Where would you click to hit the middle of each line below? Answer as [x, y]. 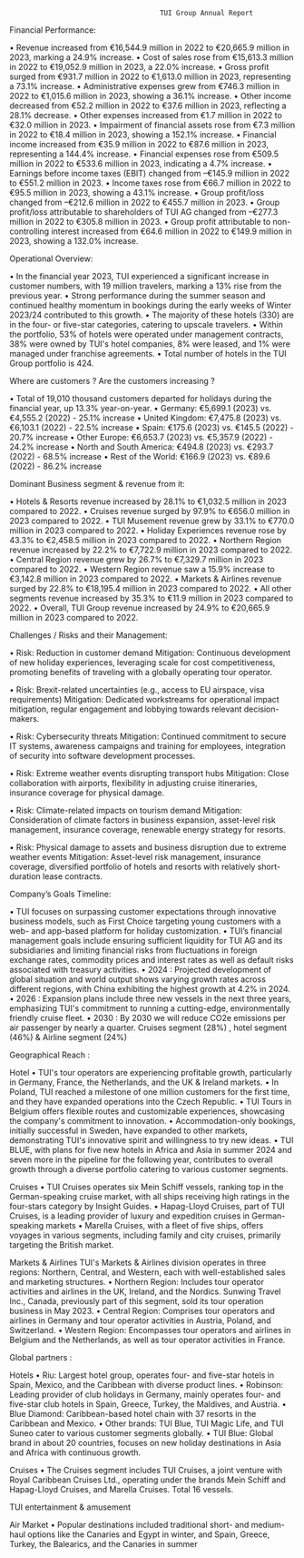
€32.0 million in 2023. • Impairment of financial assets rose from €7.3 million [152, 125]
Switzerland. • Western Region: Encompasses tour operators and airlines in [150, 1330]
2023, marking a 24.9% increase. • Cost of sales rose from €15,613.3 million [152, 57]
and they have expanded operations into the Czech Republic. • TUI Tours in [151, 1102]
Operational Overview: [51, 258]
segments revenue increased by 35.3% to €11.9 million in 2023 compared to [151, 598]
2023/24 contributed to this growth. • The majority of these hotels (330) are [152, 315]
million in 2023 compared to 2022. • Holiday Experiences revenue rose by [148, 531]
